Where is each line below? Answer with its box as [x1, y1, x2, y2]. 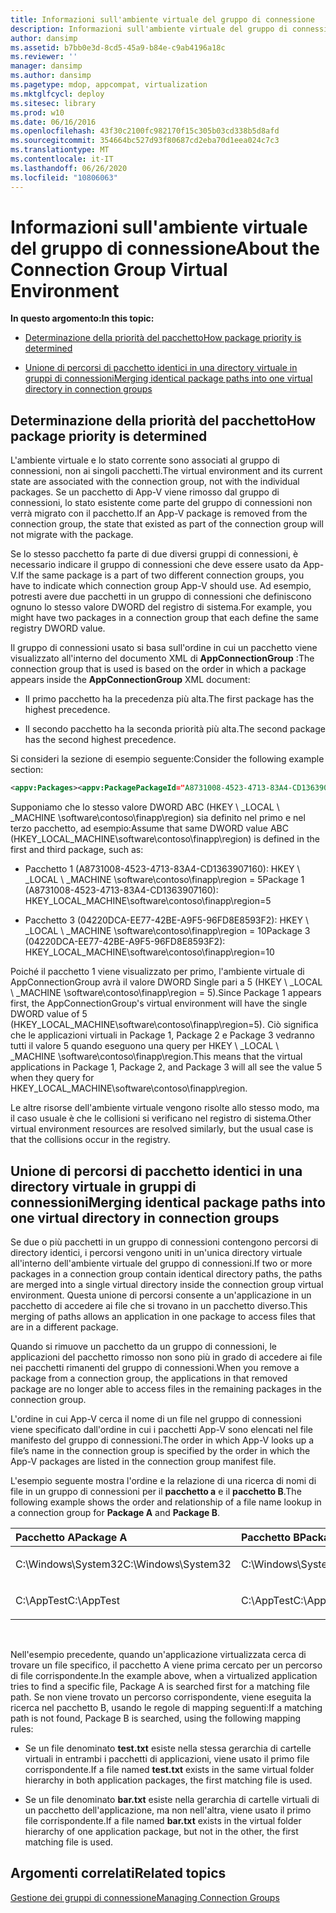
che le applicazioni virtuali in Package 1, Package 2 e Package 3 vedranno [10, 1029, 315, 1041]
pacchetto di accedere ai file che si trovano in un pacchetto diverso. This [10, 1299, 308, 1311]
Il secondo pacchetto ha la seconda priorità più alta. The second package [24, 723, 326, 735]
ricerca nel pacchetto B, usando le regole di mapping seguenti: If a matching [10, 1701, 323, 1713]
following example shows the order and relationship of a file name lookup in [10, 1496, 322, 1508]
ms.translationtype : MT [10, 145, 110, 155]
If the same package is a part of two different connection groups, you [18, 569, 305, 581]
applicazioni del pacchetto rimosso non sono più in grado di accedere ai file [10, 1351, 323, 1363]
